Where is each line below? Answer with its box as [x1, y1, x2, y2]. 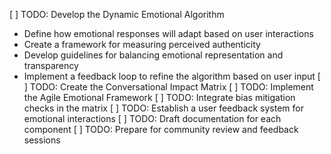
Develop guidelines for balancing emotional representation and [23, 49, 284, 61]
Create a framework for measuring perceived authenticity [23, 39, 261, 50]
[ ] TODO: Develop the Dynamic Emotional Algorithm [9, 9, 225, 20]
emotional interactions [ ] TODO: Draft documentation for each [23, 113, 282, 124]
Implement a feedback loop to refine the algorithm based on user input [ [23, 70, 321, 82]
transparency [23, 60, 79, 71]
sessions [23, 134, 61, 146]
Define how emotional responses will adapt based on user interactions [23, 28, 314, 39]
